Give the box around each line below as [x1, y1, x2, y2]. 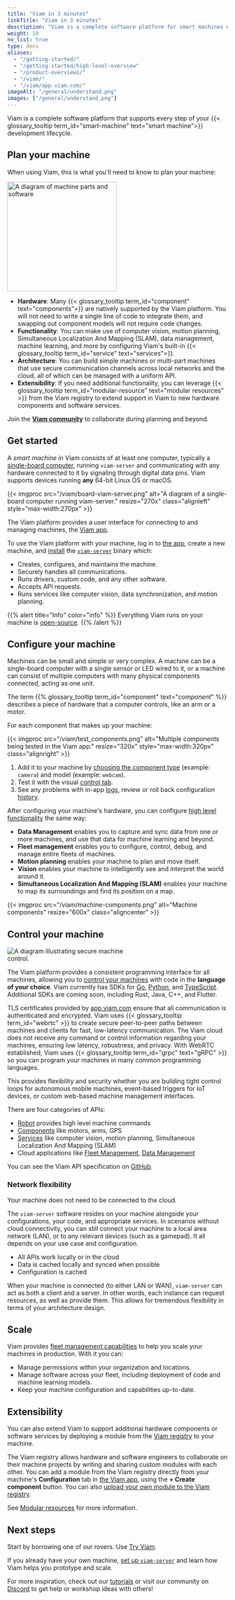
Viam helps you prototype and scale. [7, 1563, 113, 1572]
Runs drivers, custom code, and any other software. [17, 575, 168, 583]
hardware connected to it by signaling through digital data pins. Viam [7, 468, 206, 477]
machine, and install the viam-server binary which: [7, 546, 152, 555]
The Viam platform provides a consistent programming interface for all [7, 968, 210, 977]
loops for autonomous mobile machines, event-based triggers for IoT [7, 1085, 206, 1093]
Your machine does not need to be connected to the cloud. [7, 1195, 177, 1204]
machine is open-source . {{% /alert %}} [7, 618, 122, 627]
